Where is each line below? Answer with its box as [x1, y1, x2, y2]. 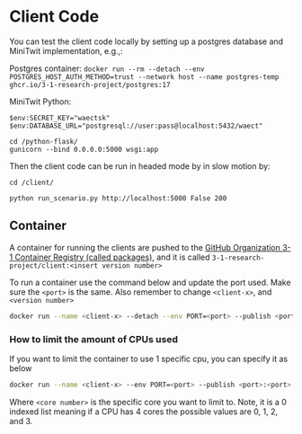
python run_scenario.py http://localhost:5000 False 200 [9, 193, 227, 203]
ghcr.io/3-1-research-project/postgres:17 [9, 80, 171, 89]
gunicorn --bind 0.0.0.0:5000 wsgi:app [9, 145, 159, 154]
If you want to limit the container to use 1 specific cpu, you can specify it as [9, 353, 289, 364]
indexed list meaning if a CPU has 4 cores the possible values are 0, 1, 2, [9, 406, 279, 417]
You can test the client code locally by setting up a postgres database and [9, 36, 284, 47]
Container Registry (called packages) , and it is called [14, 252, 210, 262]
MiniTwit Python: [9, 96, 72, 107]
